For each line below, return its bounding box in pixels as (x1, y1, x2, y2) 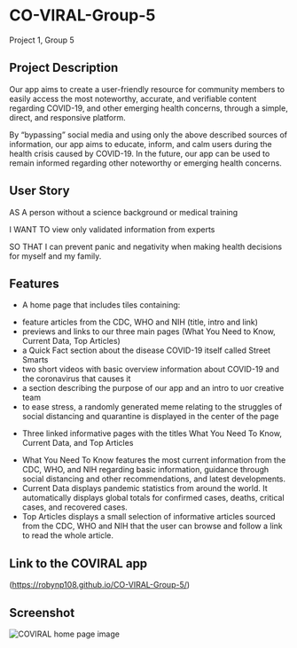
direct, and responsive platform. (9, 112, 126, 122)
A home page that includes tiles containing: (21, 300, 181, 310)
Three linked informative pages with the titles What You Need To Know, (21, 428, 282, 439)
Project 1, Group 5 (9, 35, 75, 45)
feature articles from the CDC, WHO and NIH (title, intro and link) (21, 316, 259, 328)
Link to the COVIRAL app (9, 556, 148, 571)
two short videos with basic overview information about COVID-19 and (21, 364, 279, 375)
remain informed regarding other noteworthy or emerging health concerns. (9, 157, 282, 168)
